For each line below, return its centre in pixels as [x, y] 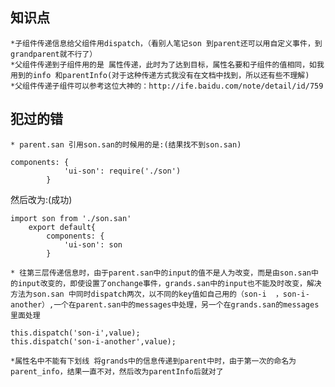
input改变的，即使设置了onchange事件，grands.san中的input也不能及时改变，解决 [169, 283]
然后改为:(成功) [41, 199]
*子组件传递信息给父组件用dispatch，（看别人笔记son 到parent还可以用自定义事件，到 [166, 43]
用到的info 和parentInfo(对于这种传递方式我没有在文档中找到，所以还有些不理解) [160, 75]
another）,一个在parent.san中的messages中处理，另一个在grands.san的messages [165, 304]
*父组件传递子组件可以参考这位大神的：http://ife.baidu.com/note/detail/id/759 [167, 86]
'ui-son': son [93, 244]
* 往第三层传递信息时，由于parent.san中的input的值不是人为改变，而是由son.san [161, 273]
